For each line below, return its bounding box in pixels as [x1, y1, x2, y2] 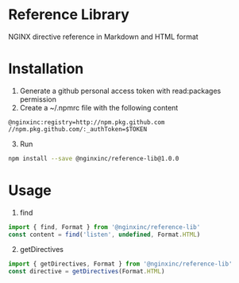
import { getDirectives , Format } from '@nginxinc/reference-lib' [8, 260, 233, 268]
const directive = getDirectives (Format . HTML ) [8, 268, 165, 276]
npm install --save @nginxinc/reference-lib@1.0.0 [8, 154, 179, 162]
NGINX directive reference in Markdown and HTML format [8, 32, 199, 41]
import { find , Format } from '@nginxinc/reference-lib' [8, 223, 201, 231]
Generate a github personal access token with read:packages [19, 86, 222, 95]
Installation [8, 60, 84, 78]
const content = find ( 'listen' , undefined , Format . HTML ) [8, 231, 201, 238]
